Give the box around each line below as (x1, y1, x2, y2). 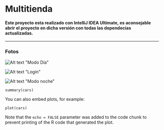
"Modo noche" (25, 78, 55, 84)
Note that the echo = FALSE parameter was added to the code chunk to (5, 114, 147, 120)
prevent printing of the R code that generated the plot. (5, 119, 114, 125)
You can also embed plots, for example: (5, 96, 85, 102)
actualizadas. (5, 30, 33, 36)
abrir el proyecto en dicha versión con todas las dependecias (5, 25, 131, 31)
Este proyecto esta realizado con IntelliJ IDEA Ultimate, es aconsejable (5, 19, 151, 25)
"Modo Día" (25, 59, 49, 65)
